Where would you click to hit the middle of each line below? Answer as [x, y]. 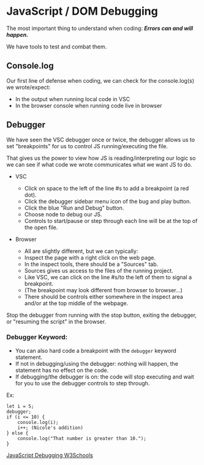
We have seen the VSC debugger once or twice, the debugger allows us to [100, 140]
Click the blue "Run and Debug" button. [74, 208]
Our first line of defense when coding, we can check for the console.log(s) [100, 80]
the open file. [41, 227]
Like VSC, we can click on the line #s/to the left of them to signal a [108, 277]
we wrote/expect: [28, 87]
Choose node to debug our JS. [63, 214]
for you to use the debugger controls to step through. [82, 383]
